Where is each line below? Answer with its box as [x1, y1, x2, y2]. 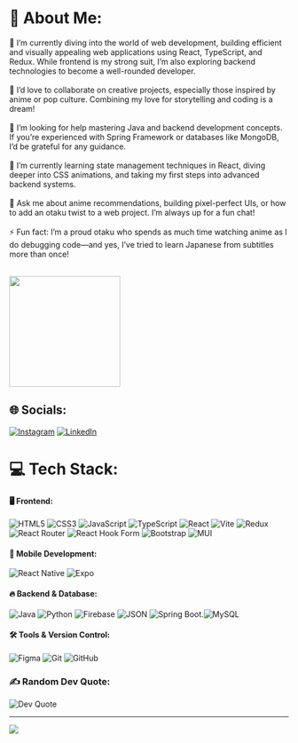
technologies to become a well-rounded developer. [9, 66, 196, 76]
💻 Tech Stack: [9, 459, 119, 478]
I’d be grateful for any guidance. [9, 141, 127, 152]
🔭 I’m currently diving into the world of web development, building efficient [9, 37, 282, 48]
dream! [9, 103, 35, 114]
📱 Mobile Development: [9, 548, 98, 558]
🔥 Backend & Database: [9, 588, 98, 598]
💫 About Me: [9, 8, 103, 28]
